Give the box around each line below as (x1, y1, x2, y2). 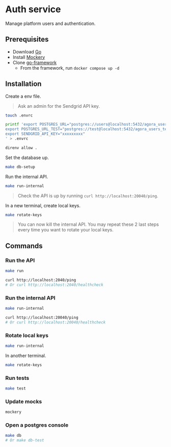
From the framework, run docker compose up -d (20, 65, 120, 71)
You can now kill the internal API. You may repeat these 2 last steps (17, 221, 159, 227)
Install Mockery (12, 54, 45, 60)
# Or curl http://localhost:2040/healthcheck (5, 282, 103, 287)
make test (5, 386, 26, 391)
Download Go (12, 48, 42, 54)
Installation (5, 80, 42, 88)
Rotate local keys (5, 332, 49, 339)
